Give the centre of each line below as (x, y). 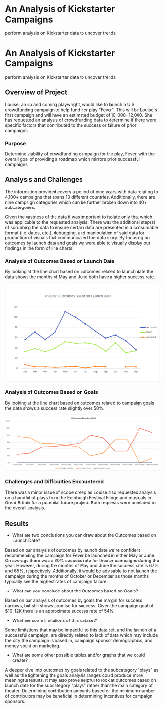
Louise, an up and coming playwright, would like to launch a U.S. (70, 104)
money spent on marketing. (33, 646)
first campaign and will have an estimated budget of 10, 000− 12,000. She (79, 115)
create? (20, 660)
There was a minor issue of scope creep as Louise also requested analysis (81, 492)
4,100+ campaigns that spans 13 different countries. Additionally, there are (80, 197)
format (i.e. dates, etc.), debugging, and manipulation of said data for (75, 233)
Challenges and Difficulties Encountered (55, 481)
